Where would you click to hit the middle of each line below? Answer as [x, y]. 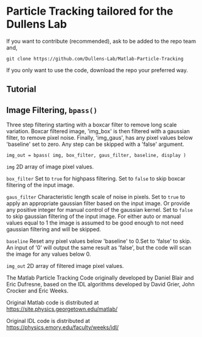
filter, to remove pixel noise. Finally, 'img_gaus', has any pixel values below [99, 138]
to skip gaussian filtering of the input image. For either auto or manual [94, 216]
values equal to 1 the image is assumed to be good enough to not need [95, 223]
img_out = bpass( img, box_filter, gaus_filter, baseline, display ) [96, 156]
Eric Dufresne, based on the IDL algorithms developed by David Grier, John [100, 284]
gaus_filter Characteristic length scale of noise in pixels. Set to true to [96, 197]
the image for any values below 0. [49, 254]
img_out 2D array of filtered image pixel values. [65, 266]
